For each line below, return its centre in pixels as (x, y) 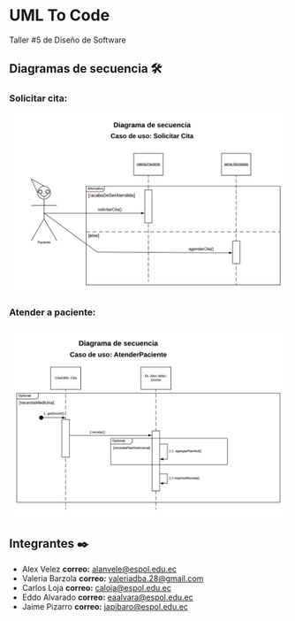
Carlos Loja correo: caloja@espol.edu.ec (97, 588)
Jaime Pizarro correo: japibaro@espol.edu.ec (105, 607)
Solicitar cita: (38, 98)
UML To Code (60, 15)
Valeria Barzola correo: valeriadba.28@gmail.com (113, 579)
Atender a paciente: (53, 312)
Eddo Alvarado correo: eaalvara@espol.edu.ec (107, 597)
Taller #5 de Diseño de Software (68, 40)
